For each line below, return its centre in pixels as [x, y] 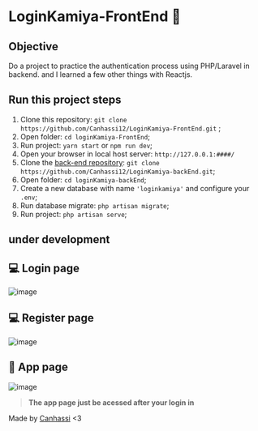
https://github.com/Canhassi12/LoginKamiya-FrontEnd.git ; [120, 128]
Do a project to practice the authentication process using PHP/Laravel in [129, 66]
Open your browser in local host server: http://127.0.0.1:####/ [127, 154]
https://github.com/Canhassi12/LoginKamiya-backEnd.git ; [118, 171]
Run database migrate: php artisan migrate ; [95, 205]
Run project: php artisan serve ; [73, 214]
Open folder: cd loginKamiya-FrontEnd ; [85, 136]
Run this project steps [65, 100]
